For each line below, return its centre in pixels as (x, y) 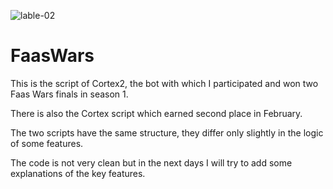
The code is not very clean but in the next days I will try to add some (151, 162)
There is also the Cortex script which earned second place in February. (156, 113)
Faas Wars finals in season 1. (69, 94)
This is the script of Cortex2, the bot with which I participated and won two (164, 83)
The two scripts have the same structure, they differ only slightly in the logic (167, 132)
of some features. (47, 143)
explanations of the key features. (78, 173)
